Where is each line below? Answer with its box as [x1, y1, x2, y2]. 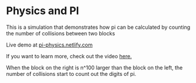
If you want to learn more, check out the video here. [6, 52, 132, 59]
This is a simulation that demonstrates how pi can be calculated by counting [6, 24, 191, 31]
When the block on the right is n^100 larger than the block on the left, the [6, 64, 183, 71]
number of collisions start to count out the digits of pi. [6, 70, 137, 77]
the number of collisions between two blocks [6, 29, 115, 36]
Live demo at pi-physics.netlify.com [6, 41, 93, 48]
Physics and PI [6, 4, 79, 18]
